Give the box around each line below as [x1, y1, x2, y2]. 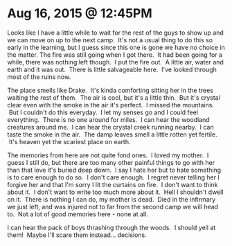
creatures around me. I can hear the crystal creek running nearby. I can [7, 123, 214, 131]
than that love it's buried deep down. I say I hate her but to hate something [7, 166, 222, 174]
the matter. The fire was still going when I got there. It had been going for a [7, 51, 223, 59]
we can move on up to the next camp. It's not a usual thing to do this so [7, 35, 213, 44]
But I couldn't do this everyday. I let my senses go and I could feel [8, 108, 199, 116]
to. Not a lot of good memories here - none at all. [7, 210, 149, 218]
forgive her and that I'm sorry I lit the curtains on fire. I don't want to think [7, 180, 218, 188]
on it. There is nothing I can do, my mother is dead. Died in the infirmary [7, 195, 216, 203]
